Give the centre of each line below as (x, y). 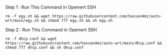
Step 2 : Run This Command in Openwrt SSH (51, 30)
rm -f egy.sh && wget (28, 16)
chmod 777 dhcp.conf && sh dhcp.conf (44, 48)
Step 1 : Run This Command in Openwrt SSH (51, 7)
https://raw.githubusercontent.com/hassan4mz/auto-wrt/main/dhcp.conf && (84, 43)
